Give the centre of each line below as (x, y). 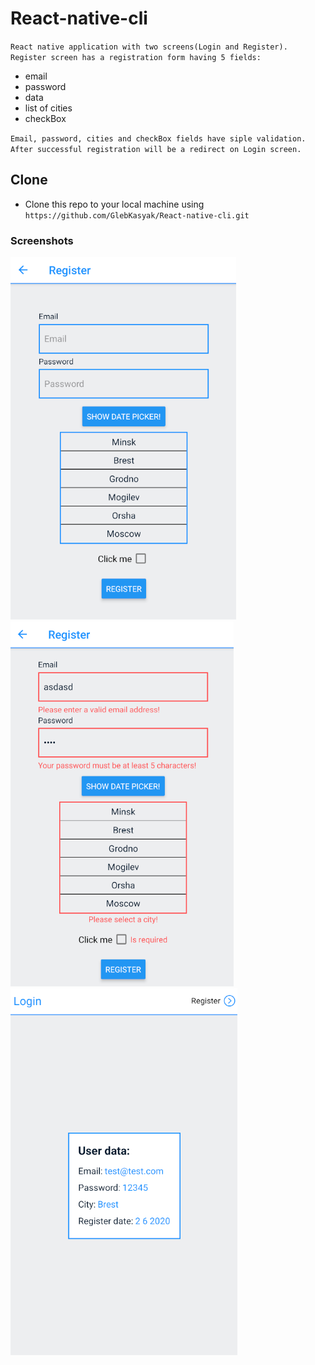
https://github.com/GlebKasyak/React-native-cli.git (137, 215)
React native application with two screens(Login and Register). (149, 47)
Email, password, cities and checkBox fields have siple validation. (158, 138)
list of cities (48, 108)
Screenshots (42, 240)
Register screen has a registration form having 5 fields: (136, 57)
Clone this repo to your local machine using (114, 204)
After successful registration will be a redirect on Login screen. (156, 149)
